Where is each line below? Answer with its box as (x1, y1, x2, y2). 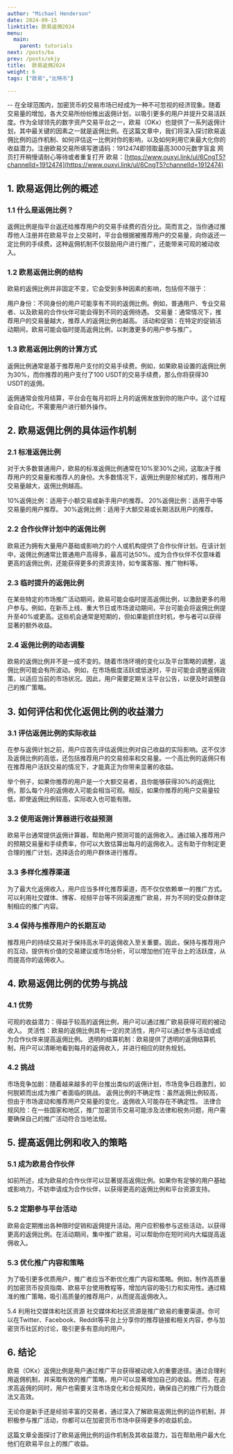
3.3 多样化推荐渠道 (7, 867, 71, 877)
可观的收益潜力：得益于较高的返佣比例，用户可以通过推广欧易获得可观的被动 (7, 1018, 226, 1026)
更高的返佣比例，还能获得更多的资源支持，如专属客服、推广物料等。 (7, 559, 202, 567)
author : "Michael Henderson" (7, 10, 92, 17)
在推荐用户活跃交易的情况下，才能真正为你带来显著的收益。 (7, 762, 178, 771)
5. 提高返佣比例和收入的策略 (7, 1137, 127, 1149)
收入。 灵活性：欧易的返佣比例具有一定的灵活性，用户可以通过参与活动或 (7, 1026, 216, 1034)
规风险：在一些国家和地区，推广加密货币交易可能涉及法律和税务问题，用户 (7, 1106, 220, 1114)
